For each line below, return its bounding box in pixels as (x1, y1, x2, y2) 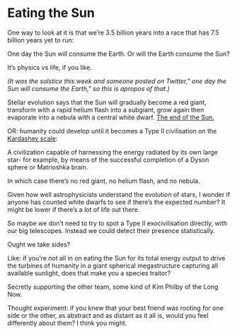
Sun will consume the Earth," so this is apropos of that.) (7, 84, 170, 93)
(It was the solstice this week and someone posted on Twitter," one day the (7, 76, 227, 85)
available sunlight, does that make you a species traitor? (7, 268, 171, 277)
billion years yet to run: (7, 35, 74, 44)
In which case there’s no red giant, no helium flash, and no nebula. (7, 177, 200, 185)
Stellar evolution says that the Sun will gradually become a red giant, (7, 97, 207, 107)
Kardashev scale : (7, 134, 58, 143)
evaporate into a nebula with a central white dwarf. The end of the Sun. (7, 113, 214, 121)
